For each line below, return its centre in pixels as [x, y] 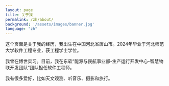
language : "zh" [21, 29]
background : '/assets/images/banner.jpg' [50, 24]
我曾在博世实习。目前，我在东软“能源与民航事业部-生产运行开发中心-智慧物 [84, 61]
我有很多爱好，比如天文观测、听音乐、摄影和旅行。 [59, 78]
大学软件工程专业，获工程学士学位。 [43, 50]
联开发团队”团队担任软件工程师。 [40, 68]
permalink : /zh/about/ [29, 19]
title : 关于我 [19, 15]
